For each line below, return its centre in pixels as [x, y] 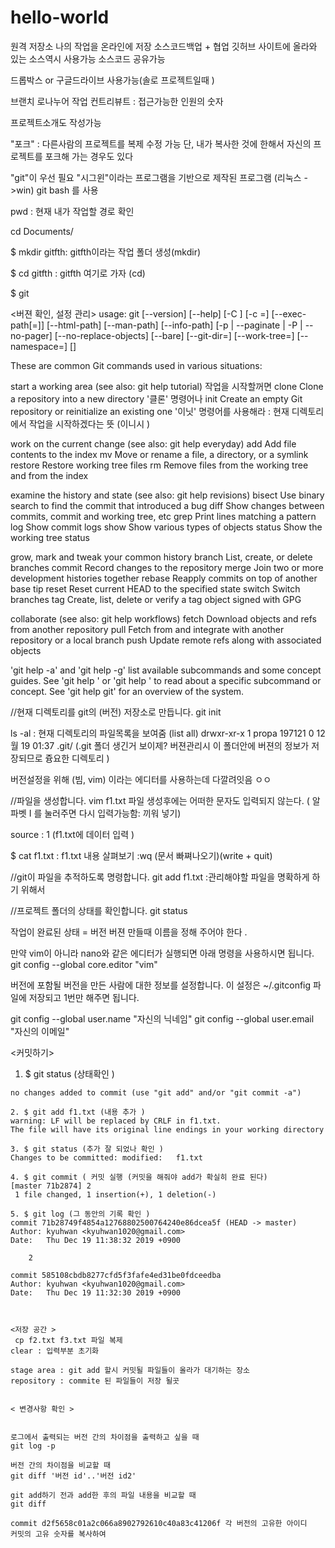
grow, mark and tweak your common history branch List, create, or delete [161, 557]
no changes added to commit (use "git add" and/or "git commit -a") [156, 1092]
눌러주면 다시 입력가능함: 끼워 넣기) [113, 813]
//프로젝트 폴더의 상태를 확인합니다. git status [99, 910]
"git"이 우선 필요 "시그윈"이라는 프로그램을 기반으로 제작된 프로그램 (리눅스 [156, 177]
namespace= [37, 346]
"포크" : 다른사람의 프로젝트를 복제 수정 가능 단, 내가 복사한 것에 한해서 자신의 [161, 143]
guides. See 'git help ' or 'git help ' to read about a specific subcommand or [166, 680]
